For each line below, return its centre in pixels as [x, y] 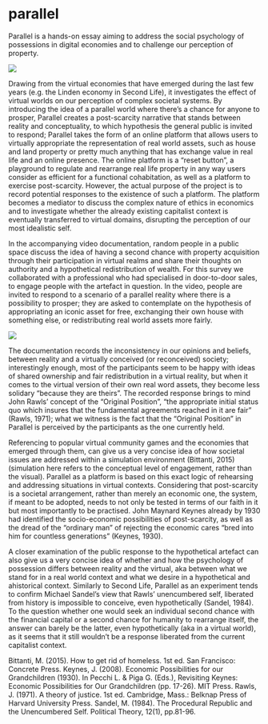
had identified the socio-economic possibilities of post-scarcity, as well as [131, 519]
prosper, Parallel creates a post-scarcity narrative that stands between [125, 118]
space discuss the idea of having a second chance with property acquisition [134, 252]
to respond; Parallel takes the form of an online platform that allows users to [133, 134]
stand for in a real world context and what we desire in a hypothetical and [129, 577]
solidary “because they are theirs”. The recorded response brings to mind [129, 393]
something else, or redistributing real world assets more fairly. [110, 320]
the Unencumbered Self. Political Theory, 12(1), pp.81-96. [102, 711]
